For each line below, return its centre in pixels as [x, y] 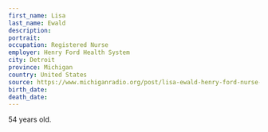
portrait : [25, 38]
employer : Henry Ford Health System [69, 52]
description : [30, 30]
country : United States [48, 75]
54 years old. [30, 119]
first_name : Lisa [37, 16]
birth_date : [28, 89]
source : [21, 82]
